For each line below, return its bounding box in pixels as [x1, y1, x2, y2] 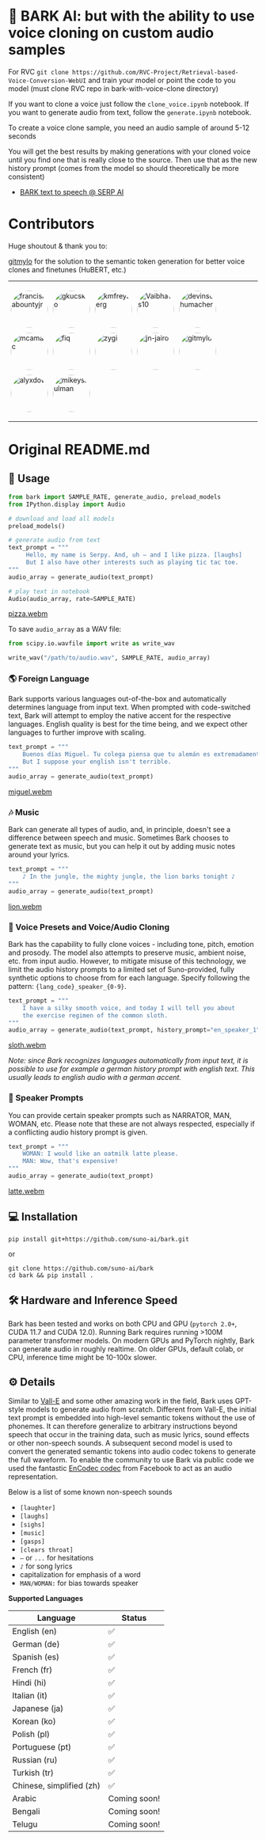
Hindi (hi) [12, 1678, 47, 1689]
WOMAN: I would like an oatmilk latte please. [22, 1150, 179, 1158]
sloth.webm [8, 1040, 47, 1050]
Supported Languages [8, 1594, 84, 1603]
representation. [8, 1472, 58, 1481]
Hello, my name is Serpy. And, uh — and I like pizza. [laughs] [25, 551, 243, 559]
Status [121, 1613, 147, 1624]
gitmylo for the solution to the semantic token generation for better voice [8, 257, 245, 266]
